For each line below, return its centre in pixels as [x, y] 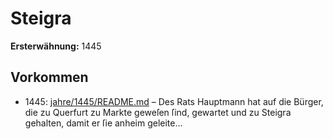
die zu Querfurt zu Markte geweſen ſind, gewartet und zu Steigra [158, 112]
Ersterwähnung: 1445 [56, 46]
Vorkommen [49, 77]
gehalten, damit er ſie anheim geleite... [103, 123]
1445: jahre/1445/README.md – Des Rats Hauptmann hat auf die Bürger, [174, 101]
